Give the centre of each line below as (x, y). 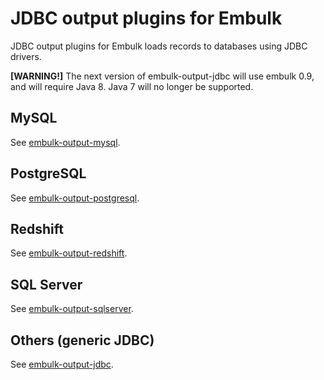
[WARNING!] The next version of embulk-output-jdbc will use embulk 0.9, (162, 76)
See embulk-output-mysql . (65, 142)
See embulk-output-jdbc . (62, 364)
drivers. (26, 56)
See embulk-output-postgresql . (75, 198)
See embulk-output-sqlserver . (72, 309)
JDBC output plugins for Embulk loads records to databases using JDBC (159, 46)
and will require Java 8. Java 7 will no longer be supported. (132, 86)
